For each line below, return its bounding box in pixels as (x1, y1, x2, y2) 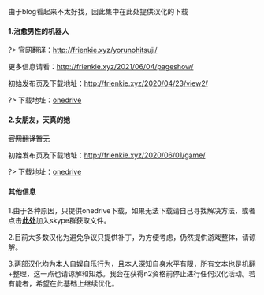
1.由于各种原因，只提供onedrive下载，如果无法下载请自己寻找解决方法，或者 (8, 205, 256, 215)
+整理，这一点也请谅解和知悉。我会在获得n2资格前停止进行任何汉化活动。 (8, 268, 250, 278)
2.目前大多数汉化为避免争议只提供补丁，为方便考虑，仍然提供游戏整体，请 (8, 232, 250, 242)
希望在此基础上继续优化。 (35, 278, 119, 288)
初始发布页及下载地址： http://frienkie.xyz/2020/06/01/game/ (8, 150, 206, 160)
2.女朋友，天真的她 (8, 115, 71, 124)
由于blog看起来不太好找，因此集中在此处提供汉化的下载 (8, 7, 188, 16)
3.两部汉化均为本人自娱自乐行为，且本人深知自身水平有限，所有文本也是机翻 (8, 259, 256, 268)
